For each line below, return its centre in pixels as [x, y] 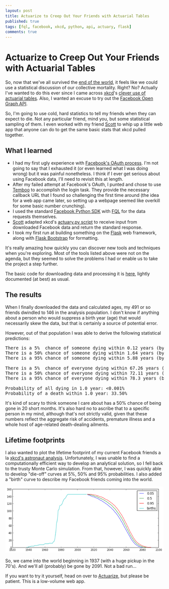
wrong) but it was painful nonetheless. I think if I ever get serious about [86, 174]
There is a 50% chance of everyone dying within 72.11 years [82, 373]
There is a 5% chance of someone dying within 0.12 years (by [85, 348]
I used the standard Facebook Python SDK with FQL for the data [79, 211]
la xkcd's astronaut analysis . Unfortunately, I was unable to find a [73, 458]
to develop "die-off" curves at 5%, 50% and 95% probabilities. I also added [83, 474]
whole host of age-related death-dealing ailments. [57, 424]
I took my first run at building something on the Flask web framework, [84, 233]
